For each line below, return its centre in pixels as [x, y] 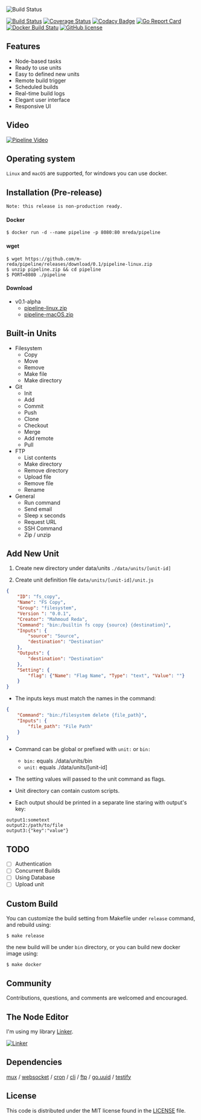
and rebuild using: [29, 925]
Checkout [36, 425]
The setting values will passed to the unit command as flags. [90, 779]
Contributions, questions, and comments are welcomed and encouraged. [97, 998]
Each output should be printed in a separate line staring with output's [101, 803]
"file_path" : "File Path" [61, 726]
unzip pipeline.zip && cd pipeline [56, 270]
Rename [34, 489]
